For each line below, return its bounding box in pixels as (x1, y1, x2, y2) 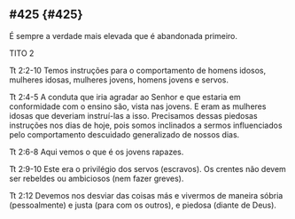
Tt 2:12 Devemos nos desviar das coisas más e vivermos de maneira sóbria (9, 190, 283, 200)
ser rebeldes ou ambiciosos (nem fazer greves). (9, 173, 184, 184)
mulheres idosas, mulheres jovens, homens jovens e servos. (9, 74, 229, 85)
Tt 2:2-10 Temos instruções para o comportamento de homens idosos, (9, 65, 267, 75)
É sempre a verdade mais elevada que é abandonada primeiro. (9, 30, 237, 41)
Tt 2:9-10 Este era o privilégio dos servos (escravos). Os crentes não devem (9, 163, 286, 174)
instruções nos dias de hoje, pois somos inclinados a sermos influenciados (9, 120, 283, 130)
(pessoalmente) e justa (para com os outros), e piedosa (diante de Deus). (9, 199, 277, 210)
